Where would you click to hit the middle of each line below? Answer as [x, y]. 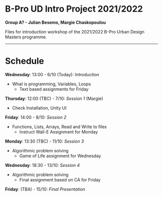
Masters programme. [26, 37]
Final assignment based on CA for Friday [60, 180]
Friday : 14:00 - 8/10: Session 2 [36, 117]
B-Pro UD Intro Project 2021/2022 [74, 9]
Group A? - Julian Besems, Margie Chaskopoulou [55, 22]
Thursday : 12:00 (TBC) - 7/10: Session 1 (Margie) [54, 98]
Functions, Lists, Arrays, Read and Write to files [59, 127]
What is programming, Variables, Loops [51, 84]
